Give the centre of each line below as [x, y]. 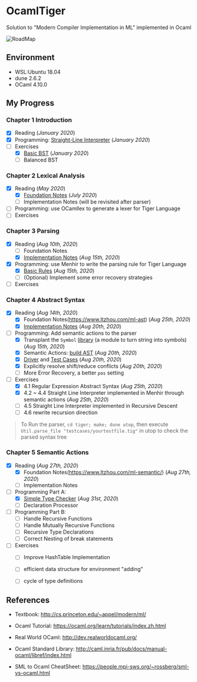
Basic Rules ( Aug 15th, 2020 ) [59, 271]
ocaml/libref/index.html [43, 655]
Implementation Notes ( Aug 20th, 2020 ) [72, 326]
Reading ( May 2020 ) [40, 189]
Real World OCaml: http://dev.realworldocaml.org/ [76, 637]
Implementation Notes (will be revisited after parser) [87, 202]
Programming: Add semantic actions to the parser [76, 333]
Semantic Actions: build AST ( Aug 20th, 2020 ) [80, 353]
